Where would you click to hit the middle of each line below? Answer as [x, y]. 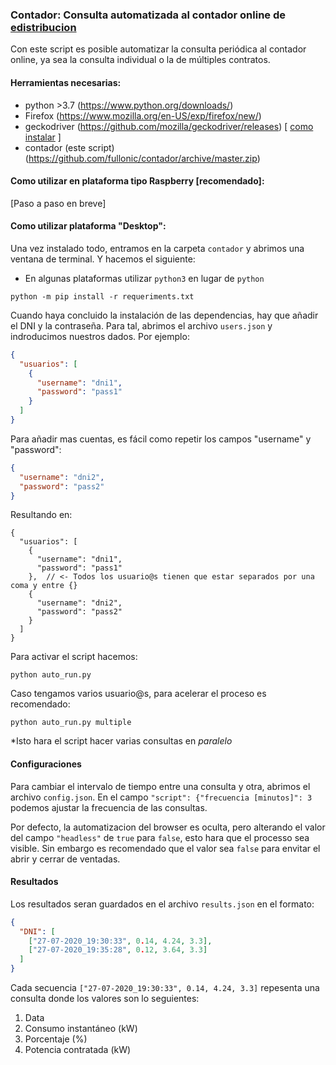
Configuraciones [46, 764]
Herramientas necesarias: [66, 82]
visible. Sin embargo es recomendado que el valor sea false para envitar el [165, 848]
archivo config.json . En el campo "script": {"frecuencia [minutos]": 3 [161, 797]
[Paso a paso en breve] [58, 203]
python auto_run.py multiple [71, 723]
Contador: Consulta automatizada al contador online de [148, 15]
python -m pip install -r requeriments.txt [102, 296]
